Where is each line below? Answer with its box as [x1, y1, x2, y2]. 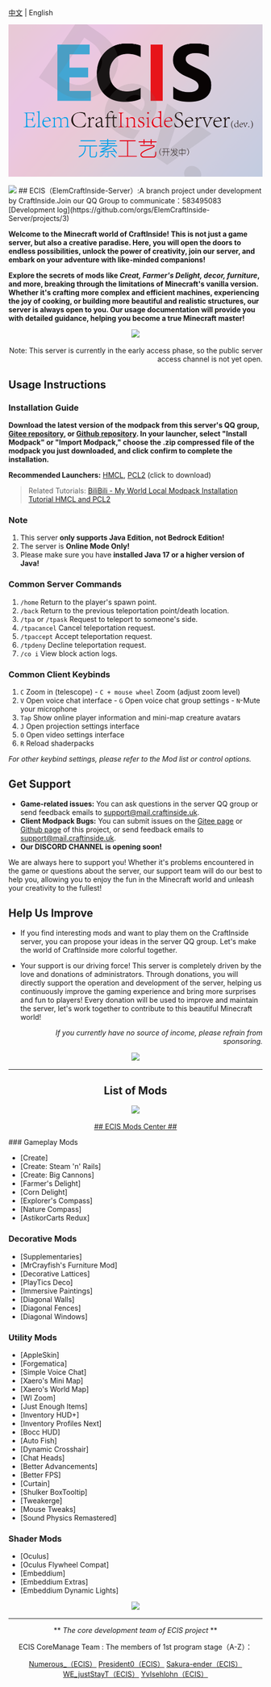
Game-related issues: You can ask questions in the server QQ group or [19, 799, 259, 808]
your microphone [19, 704, 78, 713]
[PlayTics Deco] [19, 1277, 73, 1287]
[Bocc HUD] [19, 1427, 60, 1437]
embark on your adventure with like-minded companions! [8, 255, 206, 265]
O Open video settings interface [19, 729, 125, 739]
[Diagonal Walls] [19, 1294, 75, 1304]
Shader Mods [8, 1533, 62, 1544]
